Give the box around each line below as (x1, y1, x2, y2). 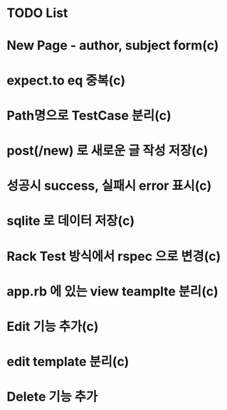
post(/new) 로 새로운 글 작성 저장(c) (6, 142, 208, 158)
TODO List (6, 5, 68, 21)
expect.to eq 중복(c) (6, 72, 126, 88)
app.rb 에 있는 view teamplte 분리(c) (6, 283, 218, 299)
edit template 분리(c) (6, 354, 130, 370)
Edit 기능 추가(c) (6, 318, 99, 335)
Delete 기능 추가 (6, 389, 98, 405)
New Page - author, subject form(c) (6, 38, 219, 54)
